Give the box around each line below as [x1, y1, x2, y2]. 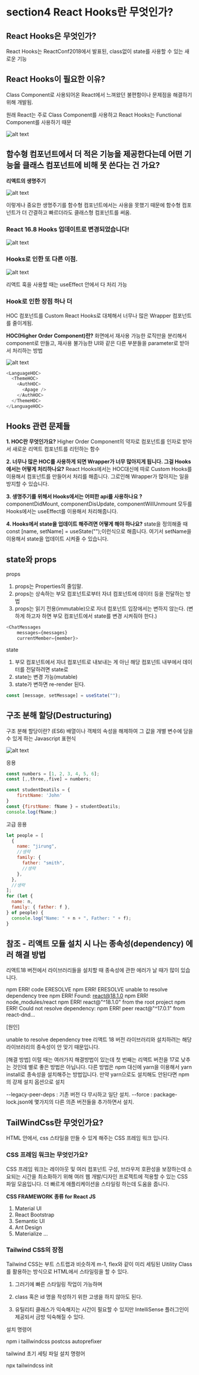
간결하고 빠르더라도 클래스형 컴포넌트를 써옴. [28, 208, 132, 216]
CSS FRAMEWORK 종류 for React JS [6, 1193, 96, 1200]
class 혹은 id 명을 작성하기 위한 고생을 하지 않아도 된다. [14, 1293, 143, 1300]
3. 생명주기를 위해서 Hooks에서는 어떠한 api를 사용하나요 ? [6, 493, 143, 500]
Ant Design [14, 1224, 43, 1231]
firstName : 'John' [17, 792, 62, 799]
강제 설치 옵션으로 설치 [12, 1079, 65, 1086]
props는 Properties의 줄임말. [14, 583, 83, 590]
